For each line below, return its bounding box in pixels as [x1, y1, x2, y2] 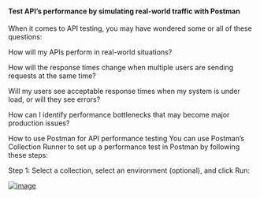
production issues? [8, 118, 70, 128]
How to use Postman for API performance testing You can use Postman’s [8, 134, 245, 144]
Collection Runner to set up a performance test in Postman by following [8, 142, 240, 151]
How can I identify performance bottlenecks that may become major [8, 110, 230, 120]
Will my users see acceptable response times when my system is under [8, 87, 240, 96]
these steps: [8, 151, 49, 160]
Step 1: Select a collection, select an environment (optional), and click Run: [8, 166, 251, 175]
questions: [8, 32, 43, 42]
